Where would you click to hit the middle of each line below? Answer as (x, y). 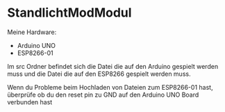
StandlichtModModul (69, 13)
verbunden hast (30, 102)
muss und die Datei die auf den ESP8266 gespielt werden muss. (99, 74)
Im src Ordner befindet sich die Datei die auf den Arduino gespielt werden (113, 66)
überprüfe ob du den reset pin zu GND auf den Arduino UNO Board (103, 95)
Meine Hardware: (32, 32)
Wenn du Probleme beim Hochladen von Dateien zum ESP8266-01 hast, (110, 87)
